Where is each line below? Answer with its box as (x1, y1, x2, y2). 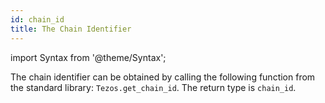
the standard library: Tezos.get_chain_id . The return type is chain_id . (10, 81, 297, 93)
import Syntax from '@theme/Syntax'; (10, 51, 167, 63)
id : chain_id (10, 14, 65, 25)
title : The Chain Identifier (10, 24, 132, 34)
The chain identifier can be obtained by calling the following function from (10, 71, 316, 83)
